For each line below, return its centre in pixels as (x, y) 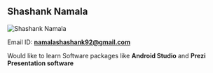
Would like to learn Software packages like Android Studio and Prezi (106, 55)
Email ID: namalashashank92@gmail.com (69, 42)
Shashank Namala (48, 12)
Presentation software (41, 63)
